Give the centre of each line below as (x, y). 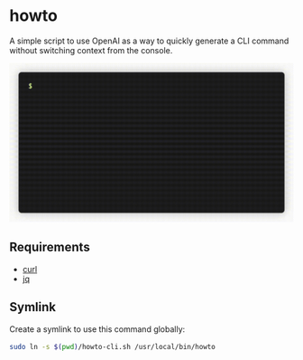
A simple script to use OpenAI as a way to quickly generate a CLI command (149, 41)
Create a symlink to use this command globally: (97, 329)
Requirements (50, 247)
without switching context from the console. (91, 50)
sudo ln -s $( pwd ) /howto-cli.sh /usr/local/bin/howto (113, 346)
